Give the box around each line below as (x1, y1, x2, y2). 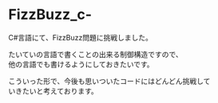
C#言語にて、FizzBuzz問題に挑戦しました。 (8, 32, 153, 42)
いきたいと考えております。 (8, 86, 98, 96)
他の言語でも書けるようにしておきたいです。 (8, 59, 154, 69)
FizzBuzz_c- (8, 6, 93, 24)
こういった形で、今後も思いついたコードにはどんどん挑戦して (8, 76, 211, 86)
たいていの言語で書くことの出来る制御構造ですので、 (8, 49, 183, 59)
